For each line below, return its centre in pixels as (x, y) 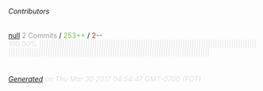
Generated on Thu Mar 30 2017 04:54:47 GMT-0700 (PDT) (105, 78)
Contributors (29, 11)
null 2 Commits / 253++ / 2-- (56, 36)
